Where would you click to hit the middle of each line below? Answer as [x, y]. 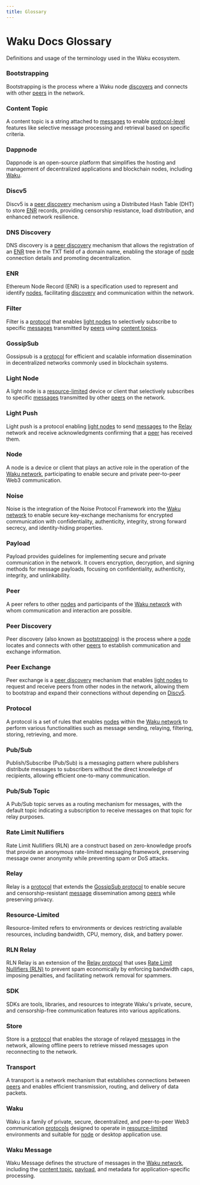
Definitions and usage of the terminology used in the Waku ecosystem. [93, 58]
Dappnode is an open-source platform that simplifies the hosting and [91, 163]
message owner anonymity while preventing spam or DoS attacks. [87, 858]
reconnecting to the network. [42, 1051]
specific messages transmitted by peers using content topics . [82, 328]
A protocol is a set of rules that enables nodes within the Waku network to [97, 722]
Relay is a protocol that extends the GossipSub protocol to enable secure [96, 886]
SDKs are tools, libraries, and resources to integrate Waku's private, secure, [99, 1004]
